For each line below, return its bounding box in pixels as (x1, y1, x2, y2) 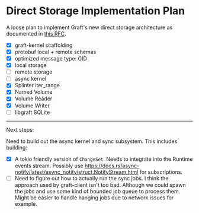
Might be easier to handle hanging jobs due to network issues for (14, 194, 174, 201)
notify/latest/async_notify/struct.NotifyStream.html (14, 168, 139, 176)
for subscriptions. (139, 168, 182, 176)
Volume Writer (14, 102, 50, 109)
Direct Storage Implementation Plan (6, 4, 185, 18)
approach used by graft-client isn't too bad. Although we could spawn (14, 181, 186, 188)
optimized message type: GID (14, 55, 88, 62)
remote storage (14, 68, 53, 75)
